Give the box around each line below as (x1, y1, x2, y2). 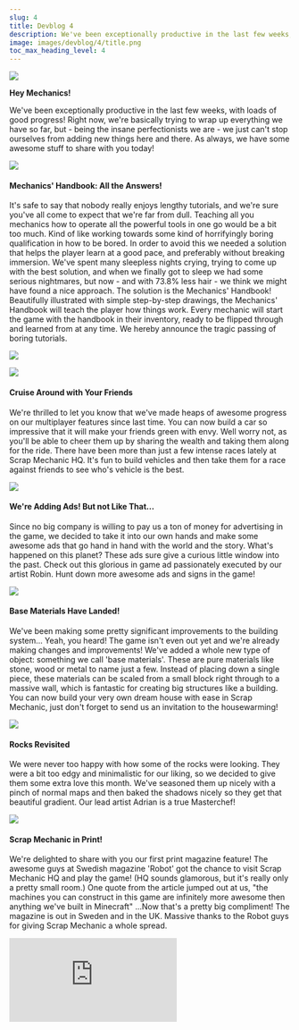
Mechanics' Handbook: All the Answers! (9, 180, 162, 190)
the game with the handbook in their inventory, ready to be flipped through (9, 314, 284, 325)
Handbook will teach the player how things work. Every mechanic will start (9, 305, 284, 316)
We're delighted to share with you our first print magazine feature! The (9, 854, 269, 865)
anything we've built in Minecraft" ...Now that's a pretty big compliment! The (9, 901, 290, 912)
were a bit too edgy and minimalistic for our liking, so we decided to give (9, 768, 277, 779)
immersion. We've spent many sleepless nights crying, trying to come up (9, 257, 277, 268)
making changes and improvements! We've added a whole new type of (9, 645, 270, 655)
